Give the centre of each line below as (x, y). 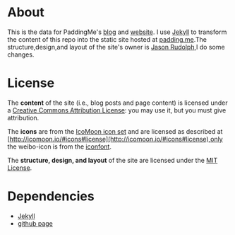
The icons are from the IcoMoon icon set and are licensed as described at (115, 131)
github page (35, 223)
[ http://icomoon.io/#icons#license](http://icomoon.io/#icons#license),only (115, 139)
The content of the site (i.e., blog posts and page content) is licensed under (117, 103)
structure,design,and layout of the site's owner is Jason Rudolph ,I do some (116, 47)
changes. (21, 55)
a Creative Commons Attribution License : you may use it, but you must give (117, 110)
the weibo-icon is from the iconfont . (59, 147)
